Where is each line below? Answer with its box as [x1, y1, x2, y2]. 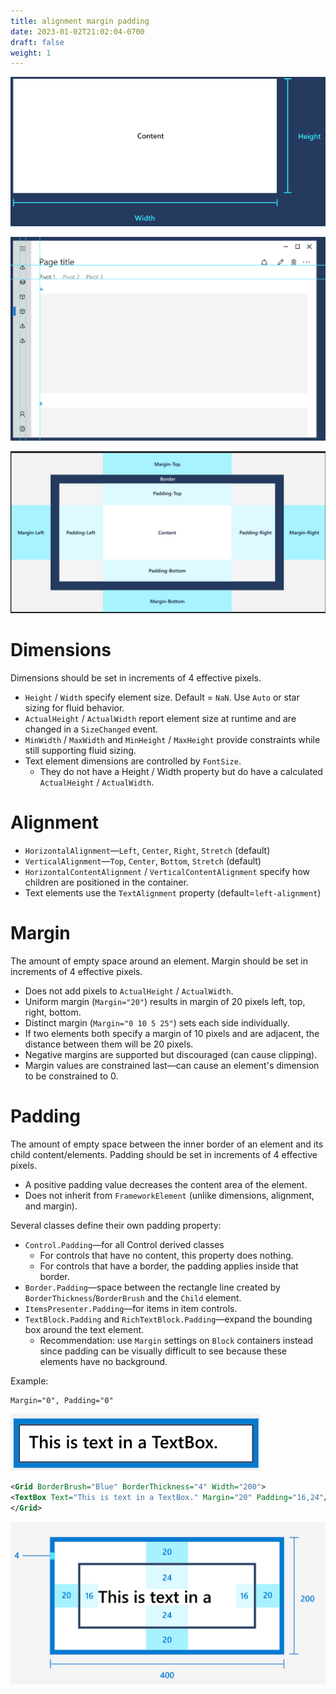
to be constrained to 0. [24, 1070, 119, 1082]
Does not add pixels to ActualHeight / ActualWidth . [24, 985, 234, 997]
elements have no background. [39, 1355, 168, 1367]
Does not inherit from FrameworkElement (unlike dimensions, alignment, [24, 1189, 315, 1201]
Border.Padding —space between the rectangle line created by [24, 1281, 281, 1293]
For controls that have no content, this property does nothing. [39, 1249, 294, 1261]
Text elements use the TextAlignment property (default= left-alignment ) [24, 886, 322, 899]
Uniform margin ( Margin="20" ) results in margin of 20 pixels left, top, [24, 995, 306, 1007]
